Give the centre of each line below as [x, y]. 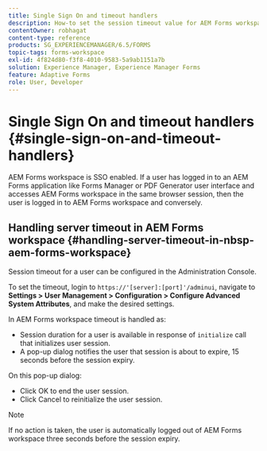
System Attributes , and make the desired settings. [91, 304]
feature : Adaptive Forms [49, 75]
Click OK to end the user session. [74, 391]
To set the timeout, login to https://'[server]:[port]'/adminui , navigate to [132, 287]
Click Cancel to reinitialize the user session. [91, 399]
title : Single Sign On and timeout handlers [83, 16]
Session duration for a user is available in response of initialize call [133, 335]
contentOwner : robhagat [48, 30]
